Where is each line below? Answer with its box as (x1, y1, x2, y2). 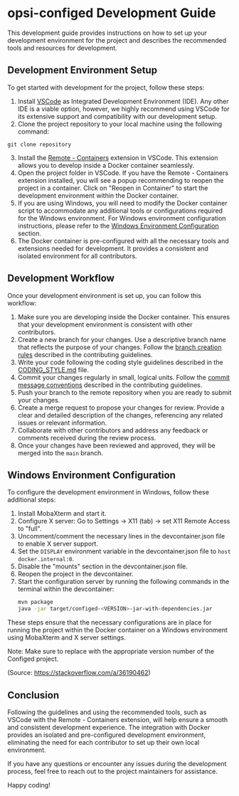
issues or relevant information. (17, 418, 107, 427)
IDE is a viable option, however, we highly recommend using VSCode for (17, 105, 230, 113)
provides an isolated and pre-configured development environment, (7, 731, 206, 739)
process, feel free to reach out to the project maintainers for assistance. (7, 767, 218, 775)
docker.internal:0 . (17, 555, 75, 563)
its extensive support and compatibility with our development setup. (17, 112, 217, 120)
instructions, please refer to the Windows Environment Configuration (17, 221, 219, 230)
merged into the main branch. (17, 448, 103, 457)
